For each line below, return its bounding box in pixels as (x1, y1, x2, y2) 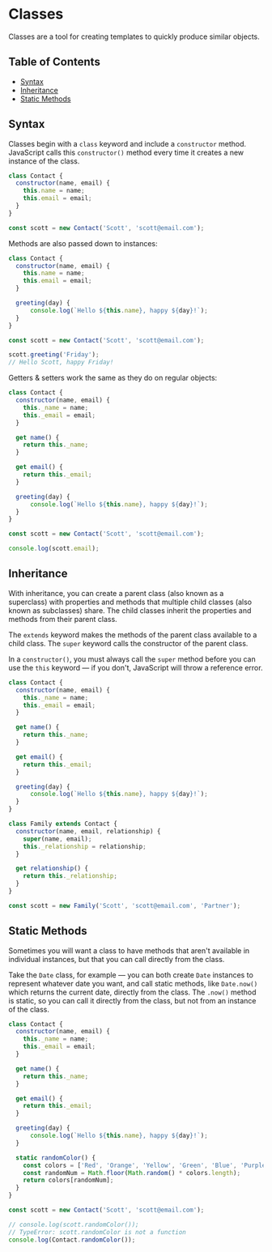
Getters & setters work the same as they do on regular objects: (8, 373, 218, 383)
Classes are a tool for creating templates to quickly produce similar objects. (8, 32, 261, 41)
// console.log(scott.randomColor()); (8, 1220, 139, 1229)
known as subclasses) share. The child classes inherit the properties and (8, 605, 252, 615)
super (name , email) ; (23, 835, 92, 843)
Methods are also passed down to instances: (8, 238, 158, 248)
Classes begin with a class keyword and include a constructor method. (8, 138, 247, 148)
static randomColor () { (15, 1153, 96, 1162)
